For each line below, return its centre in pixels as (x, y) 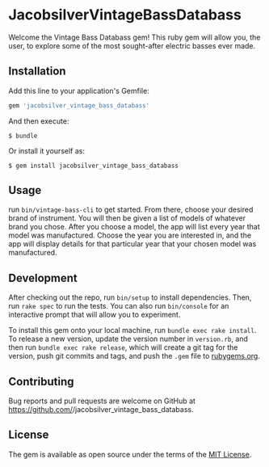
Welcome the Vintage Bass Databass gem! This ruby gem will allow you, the (134, 37)
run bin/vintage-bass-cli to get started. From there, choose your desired (131, 210)
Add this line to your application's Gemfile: (79, 90)
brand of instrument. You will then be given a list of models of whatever (127, 218)
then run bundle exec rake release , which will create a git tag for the (123, 347)
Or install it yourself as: (46, 150)
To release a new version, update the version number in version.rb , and (128, 339)
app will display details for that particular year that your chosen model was (132, 244)
